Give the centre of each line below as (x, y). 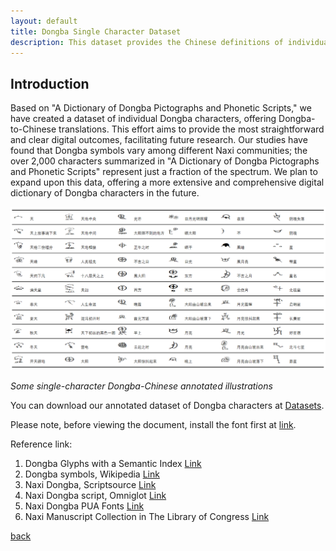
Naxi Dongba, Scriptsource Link (90, 484)
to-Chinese (33, 129)
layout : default (44, 21)
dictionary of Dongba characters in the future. (105, 193)
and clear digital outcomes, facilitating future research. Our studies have (159, 140)
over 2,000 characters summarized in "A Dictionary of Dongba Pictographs (165, 161)
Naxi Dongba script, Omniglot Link (95, 495)
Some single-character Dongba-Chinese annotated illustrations (141, 386)
